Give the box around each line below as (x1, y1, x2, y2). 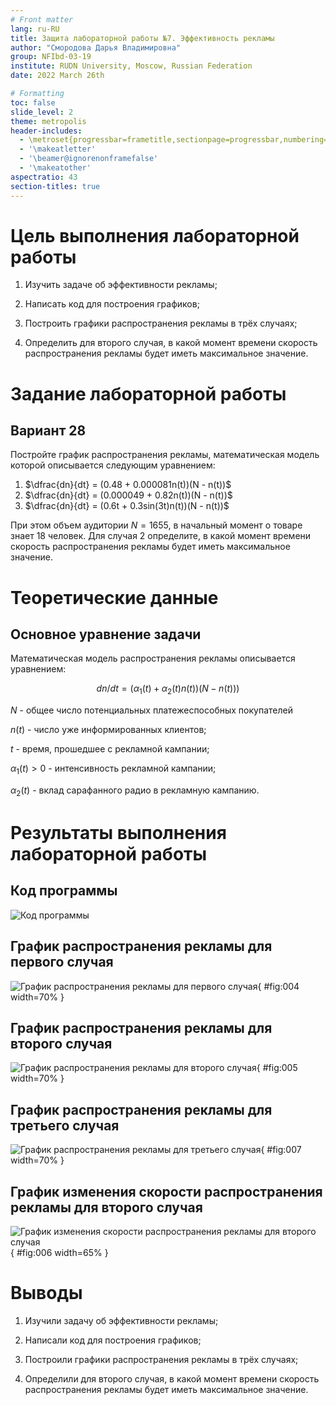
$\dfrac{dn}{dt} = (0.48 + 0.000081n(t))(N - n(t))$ (24, 479, 232, 491)
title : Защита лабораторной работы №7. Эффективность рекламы (10, 33, 275, 43)
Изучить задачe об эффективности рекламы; (24, 279, 218, 291)
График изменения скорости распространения (10, 1183, 323, 1200)
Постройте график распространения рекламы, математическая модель (10, 449, 320, 461)
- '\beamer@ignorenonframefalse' (19, 154, 159, 164)
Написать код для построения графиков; (24, 298, 200, 310)
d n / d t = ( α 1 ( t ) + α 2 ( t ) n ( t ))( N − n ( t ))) (96, 682, 240, 697)
